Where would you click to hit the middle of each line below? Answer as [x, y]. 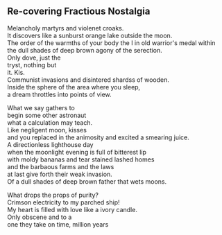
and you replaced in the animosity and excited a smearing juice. [98, 137]
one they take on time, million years [58, 224]
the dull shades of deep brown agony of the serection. [85, 50]
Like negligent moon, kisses [47, 130]
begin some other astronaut [47, 115]
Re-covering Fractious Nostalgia [79, 11]
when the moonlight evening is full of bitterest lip [77, 152]
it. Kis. [16, 72]
